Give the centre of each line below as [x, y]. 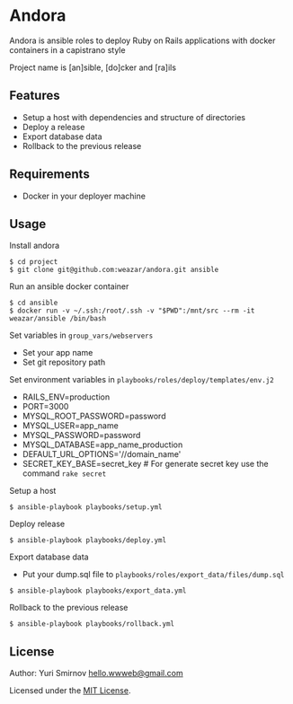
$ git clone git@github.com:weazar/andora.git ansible [114, 270]
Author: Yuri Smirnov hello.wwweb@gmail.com [96, 673]
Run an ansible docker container [69, 286]
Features [35, 96]
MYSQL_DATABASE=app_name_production [102, 444]
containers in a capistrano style [67, 49]
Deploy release [37, 524]
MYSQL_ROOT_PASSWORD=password [94, 416]
